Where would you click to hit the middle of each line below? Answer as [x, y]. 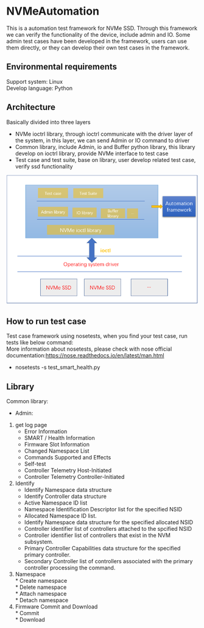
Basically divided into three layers [48, 122]
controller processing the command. [70, 568]
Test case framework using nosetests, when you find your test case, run [97, 336]
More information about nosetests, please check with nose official [89, 349]
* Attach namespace [41, 593]
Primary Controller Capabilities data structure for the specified [102, 548]
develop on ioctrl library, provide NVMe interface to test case [92, 153]
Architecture [31, 107]
